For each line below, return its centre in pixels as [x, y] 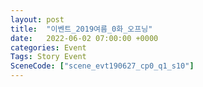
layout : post [37, 19]
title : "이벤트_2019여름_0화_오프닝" [81, 29]
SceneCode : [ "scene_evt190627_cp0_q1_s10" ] [102, 66]
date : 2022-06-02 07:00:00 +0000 [84, 38]
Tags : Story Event [48, 57]
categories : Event [48, 47]
